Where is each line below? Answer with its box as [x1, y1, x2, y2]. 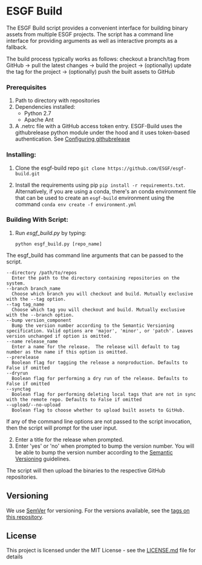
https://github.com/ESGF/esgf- [108, 165, 186, 172]
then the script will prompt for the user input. [6, 424, 118, 431]
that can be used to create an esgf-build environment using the [15, 194, 174, 201]
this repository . [6, 513, 44, 520]
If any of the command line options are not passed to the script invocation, [6, 418, 192, 425]
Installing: [6, 150, 36, 159]
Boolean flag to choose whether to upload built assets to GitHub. [11, 407, 186, 413]
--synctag [6, 386, 31, 392]
